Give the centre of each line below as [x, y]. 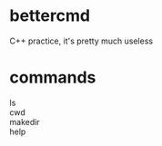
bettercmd [50, 16]
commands [53, 78]
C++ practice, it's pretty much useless [81, 41]
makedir [25, 122]
